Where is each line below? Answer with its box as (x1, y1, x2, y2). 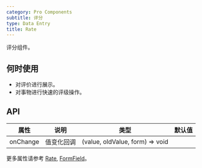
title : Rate (6, 26, 37, 32)
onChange (9, 137, 40, 146)
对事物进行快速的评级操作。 (15, 88, 85, 96)
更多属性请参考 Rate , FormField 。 (6, 155, 90, 162)
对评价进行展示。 (15, 81, 59, 88)
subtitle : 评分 (6, 15, 43, 21)
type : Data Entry (6, 20, 51, 26)
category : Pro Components (6, 9, 72, 15)
